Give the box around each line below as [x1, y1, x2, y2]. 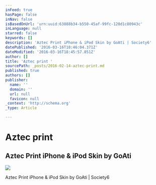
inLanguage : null [5, 26, 42, 31]
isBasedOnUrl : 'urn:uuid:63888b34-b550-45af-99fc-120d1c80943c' [5, 21, 143, 27]
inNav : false [5, 17, 33, 22]
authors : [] [5, 73, 30, 78]
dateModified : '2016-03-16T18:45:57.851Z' [5, 49, 96, 54]
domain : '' [10, 86, 33, 92]
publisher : [5, 77, 28, 82]
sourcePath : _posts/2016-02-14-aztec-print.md [5, 63, 105, 68]
